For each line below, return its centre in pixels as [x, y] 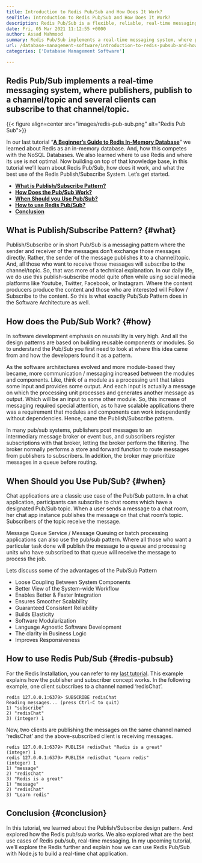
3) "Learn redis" [28, 795]
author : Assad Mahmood [35, 34]
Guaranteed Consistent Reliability [56, 608]
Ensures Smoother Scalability [51, 601]
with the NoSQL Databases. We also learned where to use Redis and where [99, 155]
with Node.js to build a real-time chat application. [67, 853]
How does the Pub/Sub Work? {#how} [79, 322]
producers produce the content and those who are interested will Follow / [97, 290]
